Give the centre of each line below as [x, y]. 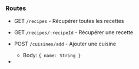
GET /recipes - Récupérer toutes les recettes [69, 21]
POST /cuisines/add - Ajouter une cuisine [65, 44]
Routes [16, 8]
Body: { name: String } [52, 55]
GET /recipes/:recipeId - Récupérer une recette [74, 32]
